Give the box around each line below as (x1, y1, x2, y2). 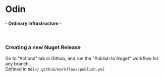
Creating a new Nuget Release (5, 44, 81, 51)
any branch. (5, 60, 30, 66)
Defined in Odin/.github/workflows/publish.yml (5, 66, 105, 72)
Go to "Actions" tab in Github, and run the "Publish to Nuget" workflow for (5, 55, 159, 61)
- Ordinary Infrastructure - (5, 20, 62, 26)
